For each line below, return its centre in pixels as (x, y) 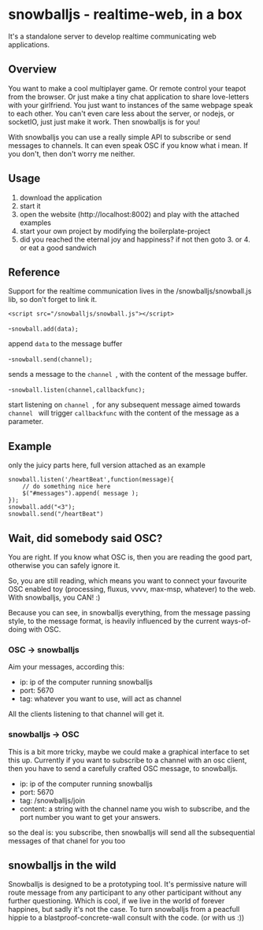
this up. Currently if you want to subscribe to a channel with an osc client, (128, 760)
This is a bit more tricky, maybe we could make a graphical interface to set (129, 751)
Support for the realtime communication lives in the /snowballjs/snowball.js (130, 291)
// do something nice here (67, 487)
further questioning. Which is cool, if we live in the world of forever (117, 901)
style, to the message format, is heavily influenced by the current (114, 621)
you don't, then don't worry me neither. (72, 153)
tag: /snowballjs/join (52, 800)
